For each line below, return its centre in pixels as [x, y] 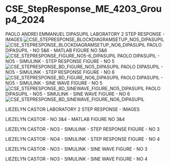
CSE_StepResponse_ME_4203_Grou [84, 9]
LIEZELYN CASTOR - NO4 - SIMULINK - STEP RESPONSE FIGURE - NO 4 [83, 139]
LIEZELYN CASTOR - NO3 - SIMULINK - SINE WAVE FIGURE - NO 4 [77, 159]
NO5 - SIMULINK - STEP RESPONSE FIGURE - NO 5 [60, 61]
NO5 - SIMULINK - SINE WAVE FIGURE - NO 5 [54, 83]
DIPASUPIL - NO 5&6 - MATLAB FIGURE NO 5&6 [56, 50]
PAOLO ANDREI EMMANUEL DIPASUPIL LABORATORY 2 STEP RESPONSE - [85, 34]
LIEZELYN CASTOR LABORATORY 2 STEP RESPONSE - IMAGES [72, 109]
